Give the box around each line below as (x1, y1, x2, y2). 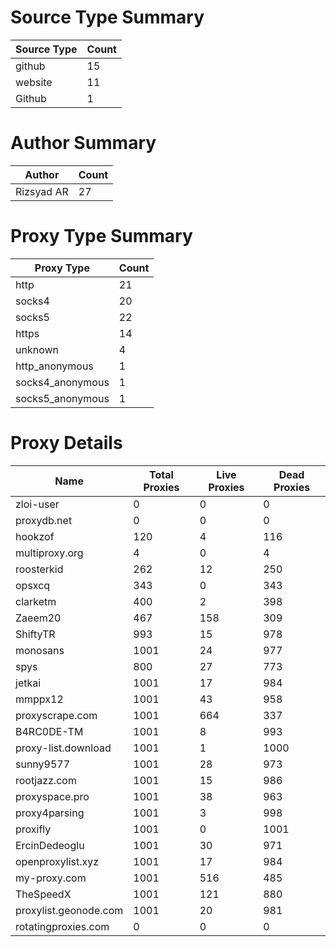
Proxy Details (10, 432, 123, 454)
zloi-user (15, 497, 60, 511)
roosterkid (15, 562, 64, 576)
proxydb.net (15, 513, 73, 527)
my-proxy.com (15, 871, 87, 885)
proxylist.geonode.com (15, 903, 124, 917)
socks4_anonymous (15, 375, 110, 389)
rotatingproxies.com (15, 919, 110, 933)
